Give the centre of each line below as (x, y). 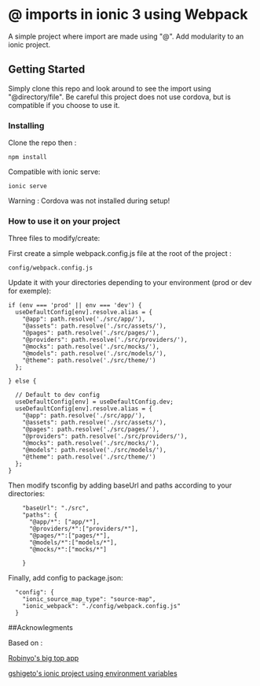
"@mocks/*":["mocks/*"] (68, 550)
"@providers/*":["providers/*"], (84, 529)
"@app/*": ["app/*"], (64, 522)
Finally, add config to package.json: (66, 578)
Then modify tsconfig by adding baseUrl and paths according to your (120, 485)
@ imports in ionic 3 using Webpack (128, 15)
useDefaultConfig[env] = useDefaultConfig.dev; (95, 402)
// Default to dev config (58, 395)
